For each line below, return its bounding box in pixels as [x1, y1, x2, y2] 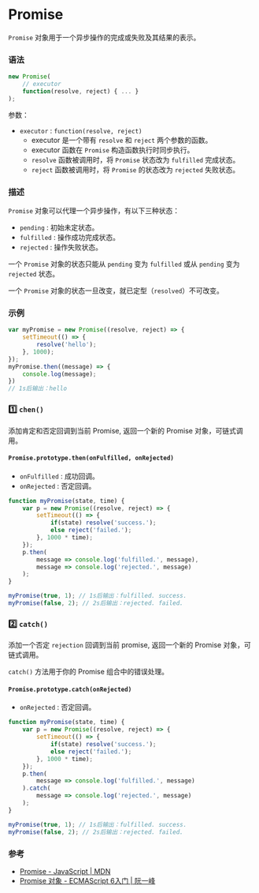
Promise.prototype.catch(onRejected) [8, 685, 132, 693]
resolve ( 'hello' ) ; [36, 341, 97, 349]
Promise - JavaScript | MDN [19, 866, 111, 876]
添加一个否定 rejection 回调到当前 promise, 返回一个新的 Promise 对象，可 [8, 640, 251, 650]
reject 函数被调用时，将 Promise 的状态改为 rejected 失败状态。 [31, 164, 240, 174]
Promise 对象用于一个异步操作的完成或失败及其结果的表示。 [8, 32, 201, 42]
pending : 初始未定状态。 [19, 223, 99, 232]
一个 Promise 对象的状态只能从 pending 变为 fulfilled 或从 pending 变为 [8, 259, 240, 269]
